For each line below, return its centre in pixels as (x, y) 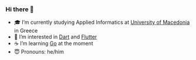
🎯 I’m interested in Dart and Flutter (55, 37)
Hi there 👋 (20, 9)
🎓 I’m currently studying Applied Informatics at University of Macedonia (102, 22)
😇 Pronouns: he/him (39, 52)
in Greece (26, 31)
